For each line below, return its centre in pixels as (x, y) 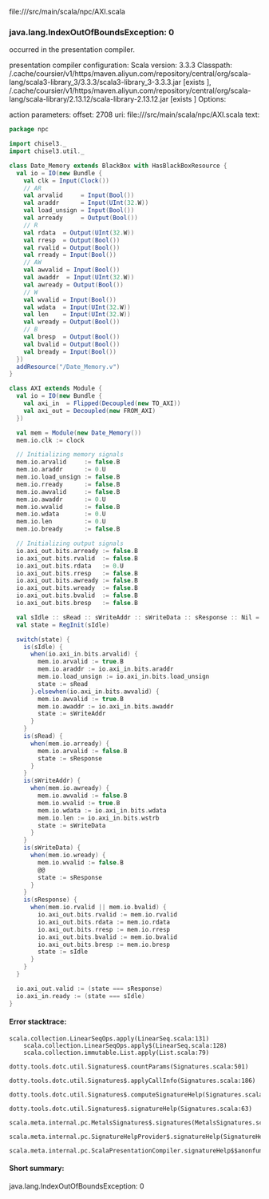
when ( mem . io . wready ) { (68, 856)
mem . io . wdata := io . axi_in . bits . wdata (102, 810)
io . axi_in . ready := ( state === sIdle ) (81, 996)
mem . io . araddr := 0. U (61, 470)
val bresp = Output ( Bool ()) (72, 337)
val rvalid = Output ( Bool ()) (72, 247)
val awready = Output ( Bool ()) (74, 285)
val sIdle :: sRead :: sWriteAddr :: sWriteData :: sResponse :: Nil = (138, 617)
